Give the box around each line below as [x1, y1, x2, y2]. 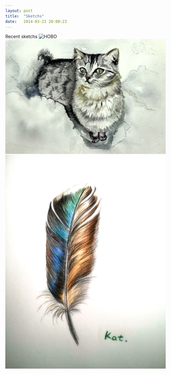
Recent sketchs [5, 34, 38, 40]
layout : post [5, 8, 33, 13]
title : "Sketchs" [5, 13, 44, 19]
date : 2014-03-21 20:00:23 [5, 19, 67, 24]
